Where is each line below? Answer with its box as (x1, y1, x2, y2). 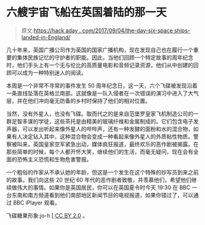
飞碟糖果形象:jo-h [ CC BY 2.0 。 (6, 212, 88, 219)
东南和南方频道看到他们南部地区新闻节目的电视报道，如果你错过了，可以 (11, 191, 193, 198)
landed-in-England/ (21, 33, 71, 41)
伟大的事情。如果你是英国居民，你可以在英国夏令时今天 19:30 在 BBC (16, 184, 191, 191)
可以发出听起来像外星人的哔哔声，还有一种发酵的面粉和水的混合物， (22, 125, 193, 133)
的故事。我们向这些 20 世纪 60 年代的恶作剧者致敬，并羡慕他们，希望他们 (6, 176, 192, 183)
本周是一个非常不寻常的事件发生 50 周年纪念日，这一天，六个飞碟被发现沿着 (6, 81, 198, 89)
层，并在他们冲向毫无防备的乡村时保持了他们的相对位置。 (6, 97, 151, 104)
